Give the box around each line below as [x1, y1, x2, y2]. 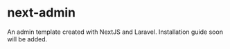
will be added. [7, 35, 48, 43]
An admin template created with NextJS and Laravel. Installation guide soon [7, 28, 224, 36]
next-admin [7, 5, 76, 21]
